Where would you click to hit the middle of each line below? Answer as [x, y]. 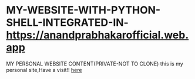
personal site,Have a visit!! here [44, 70]
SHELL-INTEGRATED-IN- [68, 23]
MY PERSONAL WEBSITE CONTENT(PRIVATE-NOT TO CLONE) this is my [95, 63]
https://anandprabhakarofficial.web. [97, 35]
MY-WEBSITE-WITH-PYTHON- [83, 10]
